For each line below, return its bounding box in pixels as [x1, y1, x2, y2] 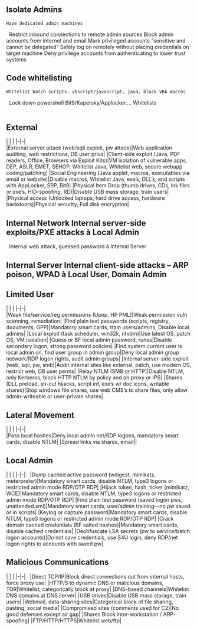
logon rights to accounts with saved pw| [6, 540, 104, 547]
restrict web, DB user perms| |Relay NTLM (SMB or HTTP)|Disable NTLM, [6, 368, 185, 375]
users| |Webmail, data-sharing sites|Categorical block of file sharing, [6, 598, 173, 605]
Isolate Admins [6, 5, 63, 15]
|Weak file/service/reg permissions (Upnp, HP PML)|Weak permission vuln [6, 311, 188, 319]
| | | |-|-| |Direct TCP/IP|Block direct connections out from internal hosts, [6, 573, 185, 580]
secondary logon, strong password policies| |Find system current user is [6, 343, 183, 350]
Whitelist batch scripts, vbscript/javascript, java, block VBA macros [6, 89, 186, 95]
